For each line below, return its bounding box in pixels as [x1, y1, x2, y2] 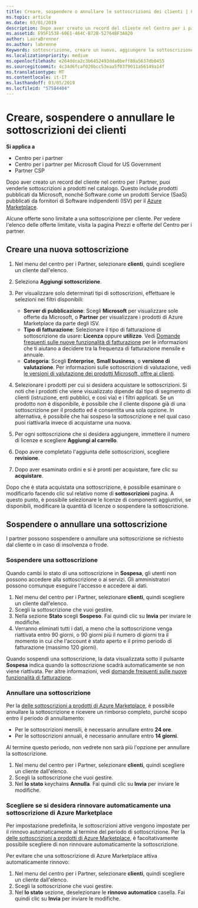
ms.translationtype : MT [6, 69, 65, 75]
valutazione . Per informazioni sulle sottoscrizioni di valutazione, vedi [23, 364, 192, 371]
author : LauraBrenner [6, 36, 60, 42]
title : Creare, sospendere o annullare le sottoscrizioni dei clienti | [6, 8, 189, 15]
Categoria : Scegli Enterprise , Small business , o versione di [23, 357, 170, 364]
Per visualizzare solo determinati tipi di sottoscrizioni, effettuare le [14, 289, 176, 296]
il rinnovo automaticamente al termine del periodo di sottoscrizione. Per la [6, 828, 186, 835]
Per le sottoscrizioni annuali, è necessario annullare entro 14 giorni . [14, 733, 179, 740]
